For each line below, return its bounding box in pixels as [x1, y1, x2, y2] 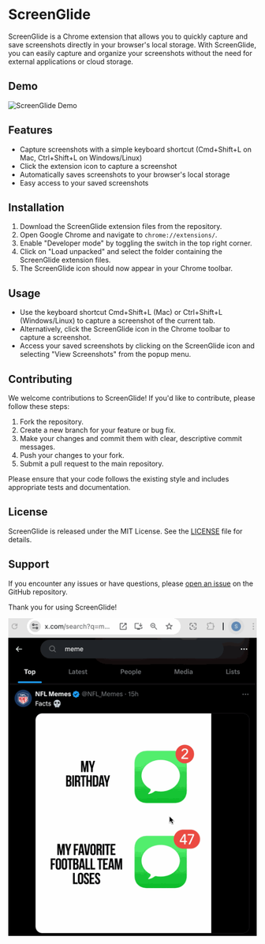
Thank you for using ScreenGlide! [8, 602, 118, 612]
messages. [19, 442, 56, 451]
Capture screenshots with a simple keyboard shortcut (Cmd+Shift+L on [19, 144, 252, 154]
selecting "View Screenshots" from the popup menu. [19, 350, 192, 359]
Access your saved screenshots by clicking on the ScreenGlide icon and [19, 341, 255, 350]
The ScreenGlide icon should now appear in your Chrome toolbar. [19, 264, 233, 273]
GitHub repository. [8, 586, 69, 597]
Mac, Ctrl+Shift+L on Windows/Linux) [19, 152, 143, 163]
